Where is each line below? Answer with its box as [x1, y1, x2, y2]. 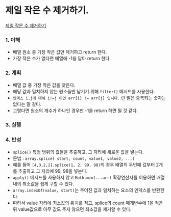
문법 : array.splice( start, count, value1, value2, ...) [12, 155, 135, 161]
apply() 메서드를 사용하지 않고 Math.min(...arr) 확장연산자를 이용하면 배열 [12, 174, 165, 180]
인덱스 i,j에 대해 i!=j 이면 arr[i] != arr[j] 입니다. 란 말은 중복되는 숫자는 [12, 95, 166, 101]
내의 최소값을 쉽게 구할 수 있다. [12, 180, 74, 186]
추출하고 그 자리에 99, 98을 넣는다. [18, 168, 88, 174]
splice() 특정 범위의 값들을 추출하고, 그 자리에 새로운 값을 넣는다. [12, 149, 144, 155]
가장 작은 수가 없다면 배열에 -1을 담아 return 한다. [12, 56, 111, 62]
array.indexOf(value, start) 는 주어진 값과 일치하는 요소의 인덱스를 [12, 187, 151, 193]
